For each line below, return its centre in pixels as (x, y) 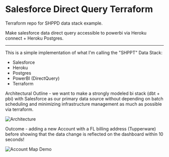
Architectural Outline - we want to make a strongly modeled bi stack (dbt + (82, 93)
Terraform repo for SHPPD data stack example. (54, 23)
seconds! (15, 139)
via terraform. (19, 109)
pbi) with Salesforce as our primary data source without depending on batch (84, 98)
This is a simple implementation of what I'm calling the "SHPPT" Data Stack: (84, 52)
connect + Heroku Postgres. (34, 38)
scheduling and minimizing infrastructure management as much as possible (83, 104)
